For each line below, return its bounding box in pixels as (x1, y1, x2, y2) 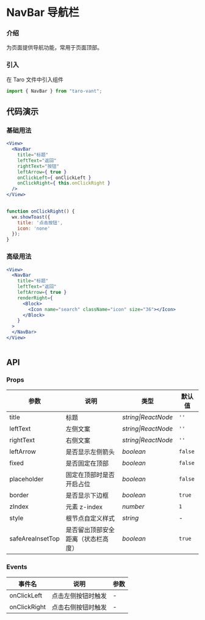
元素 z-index (65, 503, 103, 511)
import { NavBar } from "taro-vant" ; (6, 88, 103, 94)
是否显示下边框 (65, 491, 109, 500)
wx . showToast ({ (12, 214, 51, 220)
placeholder (9, 475, 44, 483)
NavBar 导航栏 (6, 5, 79, 20)
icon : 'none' (17, 225, 51, 232)
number (121, 502, 145, 511)
